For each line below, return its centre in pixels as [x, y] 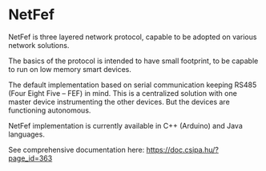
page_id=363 [30, 158]
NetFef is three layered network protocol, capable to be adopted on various [133, 37]
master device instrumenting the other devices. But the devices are [119, 101]
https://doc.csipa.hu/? [182, 149]
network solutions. [39, 45]
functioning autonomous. [50, 110]
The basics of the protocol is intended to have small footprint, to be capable [133, 61]
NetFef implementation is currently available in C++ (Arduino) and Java [125, 125]
